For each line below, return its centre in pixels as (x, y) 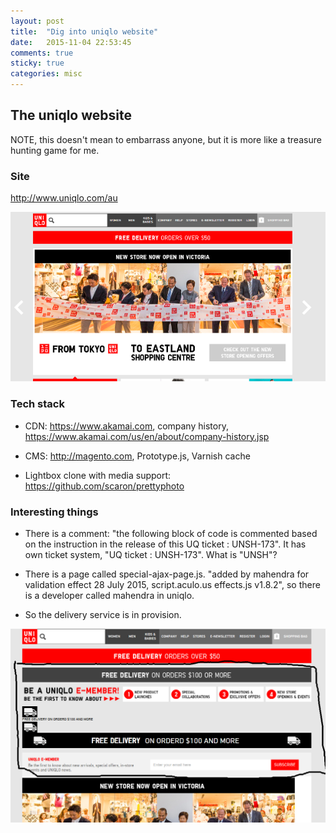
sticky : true (37, 63)
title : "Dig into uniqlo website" (84, 31)
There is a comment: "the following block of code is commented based (171, 534)
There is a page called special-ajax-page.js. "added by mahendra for (167, 574)
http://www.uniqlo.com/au (64, 198)
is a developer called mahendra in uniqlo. (109, 596)
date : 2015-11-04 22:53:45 (71, 42)
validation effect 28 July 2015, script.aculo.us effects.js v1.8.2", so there (172, 585)
